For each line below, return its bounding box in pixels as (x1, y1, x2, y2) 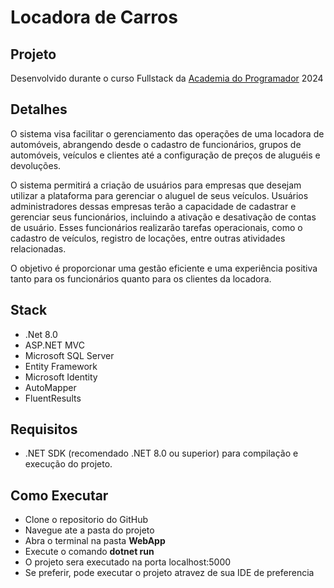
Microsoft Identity (24, 371, 98, 383)
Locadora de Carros (10, 6, 178, 29)
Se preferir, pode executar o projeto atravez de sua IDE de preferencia (24, 567, 315, 579)
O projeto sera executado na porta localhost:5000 (24, 556, 232, 568)
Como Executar (10, 487, 109, 504)
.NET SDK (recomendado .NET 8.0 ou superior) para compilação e (24, 447, 299, 460)
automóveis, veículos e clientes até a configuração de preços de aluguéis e (10, 149, 321, 161)
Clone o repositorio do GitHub (24, 514, 149, 526)
